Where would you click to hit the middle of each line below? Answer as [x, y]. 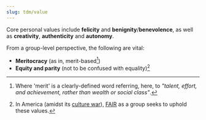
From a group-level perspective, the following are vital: [75, 48]
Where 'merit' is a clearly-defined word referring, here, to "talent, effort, [106, 86]
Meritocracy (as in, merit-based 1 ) [58, 60]
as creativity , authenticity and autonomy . [60, 36]
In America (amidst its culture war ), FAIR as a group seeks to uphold [101, 104]
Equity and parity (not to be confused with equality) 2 [82, 68]
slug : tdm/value [27, 12]
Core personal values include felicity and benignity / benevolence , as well [100, 29]
